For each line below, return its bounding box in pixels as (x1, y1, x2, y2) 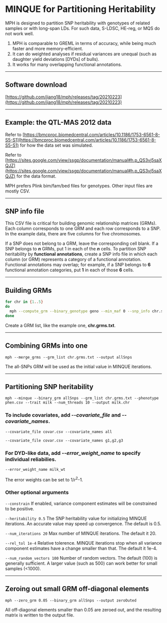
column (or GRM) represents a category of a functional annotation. (5, 256, 142, 262)
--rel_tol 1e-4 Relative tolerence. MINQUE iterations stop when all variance (5, 540, 162, 546)
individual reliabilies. (5, 455, 57, 462)
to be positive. (5, 505, 34, 512)
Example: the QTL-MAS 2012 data (5, 118, 112, 127)
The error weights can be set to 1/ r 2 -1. (5, 475, 83, 482)
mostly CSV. (5, 188, 30, 194)
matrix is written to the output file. (5, 612, 75, 618)
